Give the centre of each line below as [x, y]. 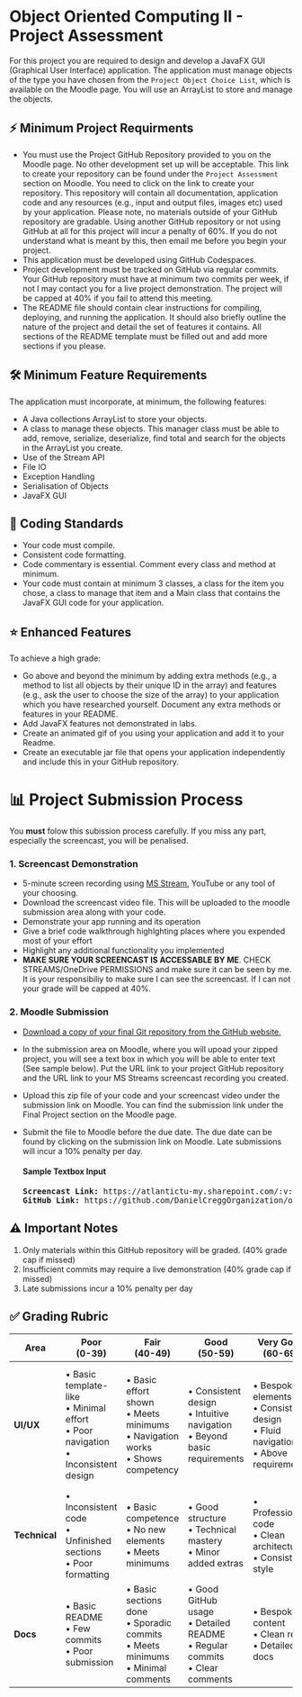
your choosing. [50, 893]
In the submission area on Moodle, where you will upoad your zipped [150, 1049]
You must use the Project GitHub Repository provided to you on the [147, 154]
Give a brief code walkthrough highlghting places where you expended [154, 931]
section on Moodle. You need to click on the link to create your [138, 183]
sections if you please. [64, 346]
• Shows [144, 1458]
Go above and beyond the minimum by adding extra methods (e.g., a [149, 676]
